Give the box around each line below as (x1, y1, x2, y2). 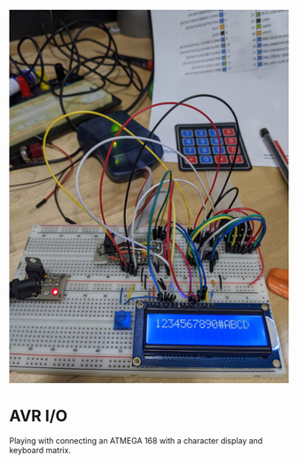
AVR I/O (9, 406, 68, 427)
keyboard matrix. (9, 444, 71, 455)
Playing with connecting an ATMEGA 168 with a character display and (9, 435, 263, 445)
